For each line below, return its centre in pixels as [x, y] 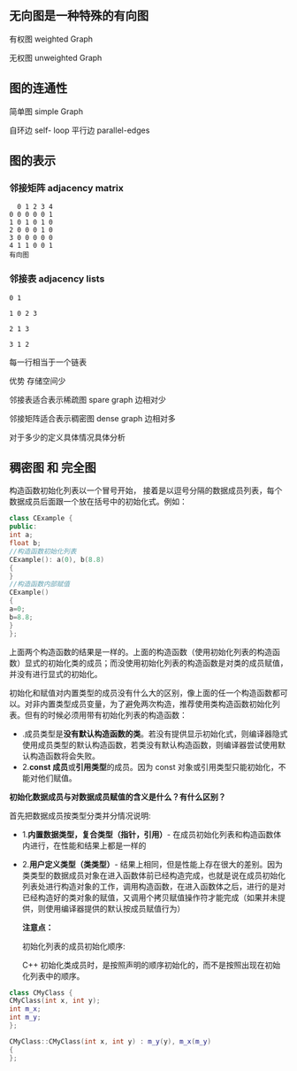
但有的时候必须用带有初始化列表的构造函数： [106, 714]
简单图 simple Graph [46, 111]
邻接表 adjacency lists [57, 279]
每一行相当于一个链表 [48, 362]
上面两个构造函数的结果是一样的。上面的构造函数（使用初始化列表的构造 [141, 651]
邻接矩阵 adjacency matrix [66, 188]
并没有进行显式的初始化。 [56, 674]
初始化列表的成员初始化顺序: [73, 946]
